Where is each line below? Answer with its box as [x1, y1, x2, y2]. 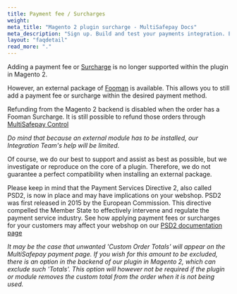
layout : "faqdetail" [7, 37, 68, 44]
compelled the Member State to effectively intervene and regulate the [7, 206, 209, 214]
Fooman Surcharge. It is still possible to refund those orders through [7, 112, 206, 121]
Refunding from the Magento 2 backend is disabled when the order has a [7, 105, 220, 113]
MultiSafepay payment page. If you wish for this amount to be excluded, [7, 250, 218, 258]
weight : [7, 17, 30, 24]
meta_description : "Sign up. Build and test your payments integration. [7, 30, 226, 37]
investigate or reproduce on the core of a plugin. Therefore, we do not [7, 163, 211, 170]
